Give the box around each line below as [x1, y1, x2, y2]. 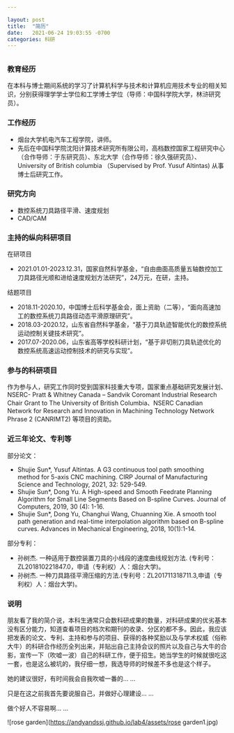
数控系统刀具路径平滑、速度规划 [17, 206, 109, 215]
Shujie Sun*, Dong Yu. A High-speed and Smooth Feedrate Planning [17, 487, 212, 495]
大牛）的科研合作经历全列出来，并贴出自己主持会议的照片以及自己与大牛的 [7, 642, 221, 651]
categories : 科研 [7, 36, 56, 43]
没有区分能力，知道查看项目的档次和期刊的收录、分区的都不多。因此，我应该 [7, 625, 227, 633]
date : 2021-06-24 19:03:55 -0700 [7, 29, 111, 36]
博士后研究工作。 [17, 170, 67, 178]
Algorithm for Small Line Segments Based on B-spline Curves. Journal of [17, 495, 226, 503]
